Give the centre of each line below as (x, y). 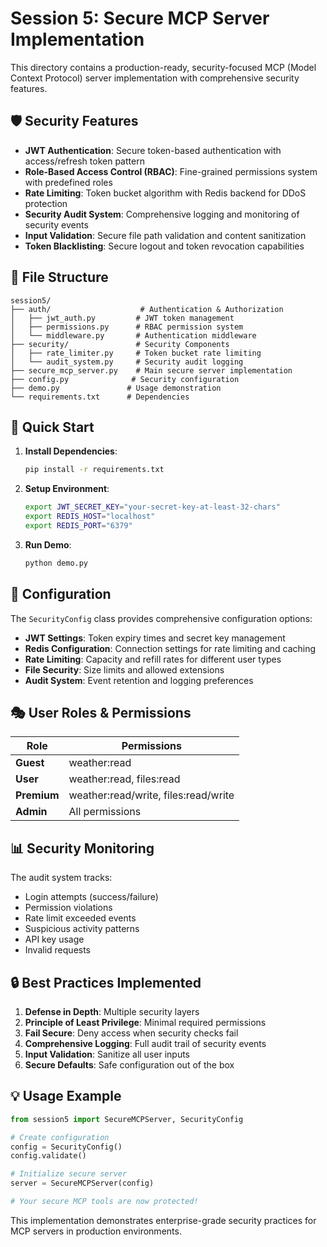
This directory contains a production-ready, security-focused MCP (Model (163, 67)
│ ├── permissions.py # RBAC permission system (127, 327)
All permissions (105, 812)
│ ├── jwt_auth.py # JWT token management (122, 318)
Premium (37, 795)
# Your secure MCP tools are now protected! (104, 1202)
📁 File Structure (59, 277)
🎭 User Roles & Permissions (101, 712)
